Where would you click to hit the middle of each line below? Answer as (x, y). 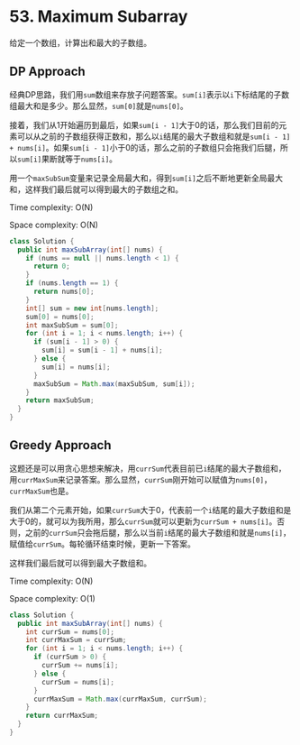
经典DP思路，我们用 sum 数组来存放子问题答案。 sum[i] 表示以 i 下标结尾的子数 (150, 94)
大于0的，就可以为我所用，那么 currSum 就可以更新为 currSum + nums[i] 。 (143, 521)
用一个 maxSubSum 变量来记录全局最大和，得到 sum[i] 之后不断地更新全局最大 (146, 178)
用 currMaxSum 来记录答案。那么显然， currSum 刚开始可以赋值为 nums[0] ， (141, 479)
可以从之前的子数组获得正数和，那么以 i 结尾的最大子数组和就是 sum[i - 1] (154, 136)
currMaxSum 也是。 (41, 491)
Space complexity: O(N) (54, 225)
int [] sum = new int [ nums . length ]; (92, 308)
